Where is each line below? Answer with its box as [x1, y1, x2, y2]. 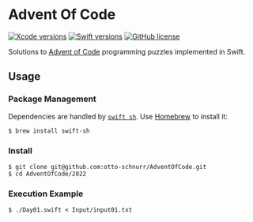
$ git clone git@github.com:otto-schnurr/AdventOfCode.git [8, 163, 207, 171]
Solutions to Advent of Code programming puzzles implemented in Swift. [8, 47, 246, 56]
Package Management [8, 93, 96, 104]
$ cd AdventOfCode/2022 [8, 170, 87, 178]
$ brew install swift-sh [8, 126, 90, 135]
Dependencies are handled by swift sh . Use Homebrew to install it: [8, 111, 228, 121]
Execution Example [8, 188, 84, 199]
